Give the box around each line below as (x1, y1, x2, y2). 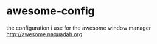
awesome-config (6, 4, 96, 18)
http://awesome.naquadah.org (6, 30, 83, 37)
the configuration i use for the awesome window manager (6, 24, 152, 31)
